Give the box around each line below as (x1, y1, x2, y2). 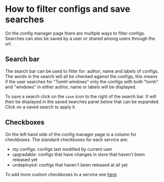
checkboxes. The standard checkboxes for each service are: (5, 137, 129, 143)
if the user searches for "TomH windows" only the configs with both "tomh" (5, 78, 159, 84)
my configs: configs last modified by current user (12, 146, 112, 152)
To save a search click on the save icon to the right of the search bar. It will (5, 93, 157, 99)
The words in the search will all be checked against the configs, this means (5, 73, 158, 79)
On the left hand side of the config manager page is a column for (5, 131, 137, 137)
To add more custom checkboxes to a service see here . (5, 171, 118, 177)
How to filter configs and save (5, 3, 131, 15)
